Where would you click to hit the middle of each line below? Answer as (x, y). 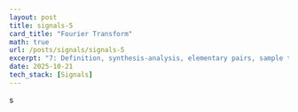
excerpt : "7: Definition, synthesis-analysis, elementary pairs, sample (146, 58)
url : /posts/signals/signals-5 (67, 50)
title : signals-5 (41, 26)
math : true (29, 42)
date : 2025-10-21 (41, 67)
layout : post (33, 17)
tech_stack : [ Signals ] (51, 75)
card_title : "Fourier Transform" (71, 34)
